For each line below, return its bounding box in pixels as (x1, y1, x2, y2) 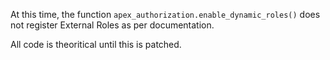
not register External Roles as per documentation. (10, 19, 215, 31)
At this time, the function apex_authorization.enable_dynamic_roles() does (10, 9, 321, 20)
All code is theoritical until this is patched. (10, 39, 182, 50)
